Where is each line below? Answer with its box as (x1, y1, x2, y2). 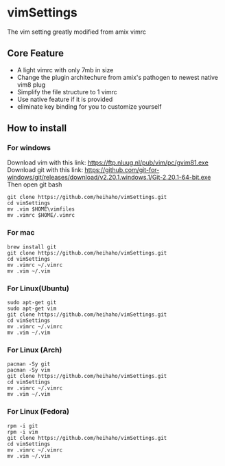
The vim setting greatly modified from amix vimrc (7, 28, 146, 36)
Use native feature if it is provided (16, 95, 113, 103)
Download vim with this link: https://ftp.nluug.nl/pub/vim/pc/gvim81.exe (7, 158, 209, 167)
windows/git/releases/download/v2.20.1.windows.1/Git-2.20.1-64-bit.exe (7, 173, 211, 182)
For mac (7, 228, 35, 237)
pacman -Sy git (7, 361, 51, 368)
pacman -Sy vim (7, 367, 51, 374)
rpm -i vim (7, 428, 38, 435)
